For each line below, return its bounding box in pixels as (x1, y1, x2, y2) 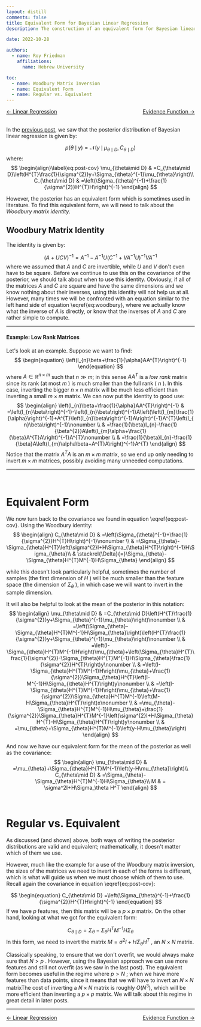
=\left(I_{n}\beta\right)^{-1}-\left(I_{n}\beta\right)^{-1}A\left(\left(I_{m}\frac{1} (7, 408, 194, 416)
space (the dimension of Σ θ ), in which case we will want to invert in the (6, 581, 183, 589)
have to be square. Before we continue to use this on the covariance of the (6, 270, 190, 277)
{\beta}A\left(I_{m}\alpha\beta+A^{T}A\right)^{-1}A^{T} (15, 440, 149, 447)
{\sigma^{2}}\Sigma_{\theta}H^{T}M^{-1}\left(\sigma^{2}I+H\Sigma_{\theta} (7, 712, 194, 719)
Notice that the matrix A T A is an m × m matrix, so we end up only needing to (6, 450, 194, 458)
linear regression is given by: (6, 133, 78, 140)
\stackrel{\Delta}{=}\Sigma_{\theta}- (77, 550, 167, 557)
